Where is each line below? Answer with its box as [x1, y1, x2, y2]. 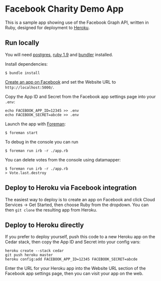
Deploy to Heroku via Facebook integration [5, 184, 137, 192]
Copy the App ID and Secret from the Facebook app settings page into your [5, 93, 156, 99]
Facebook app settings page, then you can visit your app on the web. [5, 271, 144, 277]
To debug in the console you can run [5, 139, 79, 144]
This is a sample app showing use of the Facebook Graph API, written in [5, 19, 149, 25]
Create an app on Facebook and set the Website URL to [5, 79, 116, 85]
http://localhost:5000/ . [5, 84, 54, 90]
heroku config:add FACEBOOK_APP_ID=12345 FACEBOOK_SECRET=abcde [5, 257, 138, 262]
